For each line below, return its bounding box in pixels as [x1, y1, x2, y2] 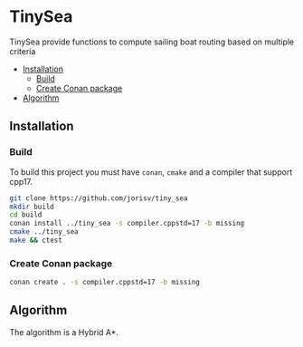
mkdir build [9, 202, 54, 211]
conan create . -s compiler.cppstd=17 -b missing [9, 278, 201, 287]
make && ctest [9, 236, 63, 245]
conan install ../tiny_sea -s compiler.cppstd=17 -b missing [9, 219, 245, 228]
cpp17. [9, 176, 33, 187]
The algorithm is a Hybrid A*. [9, 326, 119, 337]
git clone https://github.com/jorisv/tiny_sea [9, 193, 188, 203]
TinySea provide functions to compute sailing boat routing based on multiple [9, 36, 295, 47]
